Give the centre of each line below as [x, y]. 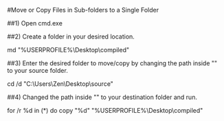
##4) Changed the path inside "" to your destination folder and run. [102, 97]
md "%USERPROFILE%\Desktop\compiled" [68, 50]
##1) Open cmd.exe [35, 23]
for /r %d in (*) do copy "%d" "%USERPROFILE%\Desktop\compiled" [105, 110]
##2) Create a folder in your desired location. [71, 36]
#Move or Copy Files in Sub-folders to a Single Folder [83, 10]
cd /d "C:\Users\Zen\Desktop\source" [60, 84]
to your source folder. [38, 70]
